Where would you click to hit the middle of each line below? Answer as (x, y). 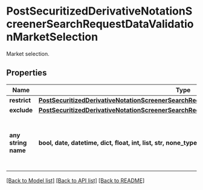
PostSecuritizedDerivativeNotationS (99, 11)
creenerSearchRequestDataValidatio (100, 24)
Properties (27, 73)
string (18, 143)
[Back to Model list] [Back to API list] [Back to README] (76, 180)
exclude (21, 110)
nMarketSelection (52, 37)
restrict (20, 100)
